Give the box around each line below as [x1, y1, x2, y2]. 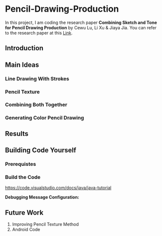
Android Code [12, 227, 40, 233]
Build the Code [5, 174, 41, 181]
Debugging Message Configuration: [5, 194, 79, 200]
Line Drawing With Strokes [5, 75, 70, 82]
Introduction [5, 44, 44, 52]
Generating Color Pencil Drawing [5, 115, 84, 121]
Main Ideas [5, 60, 39, 69]
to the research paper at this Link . [5, 30, 73, 36]
